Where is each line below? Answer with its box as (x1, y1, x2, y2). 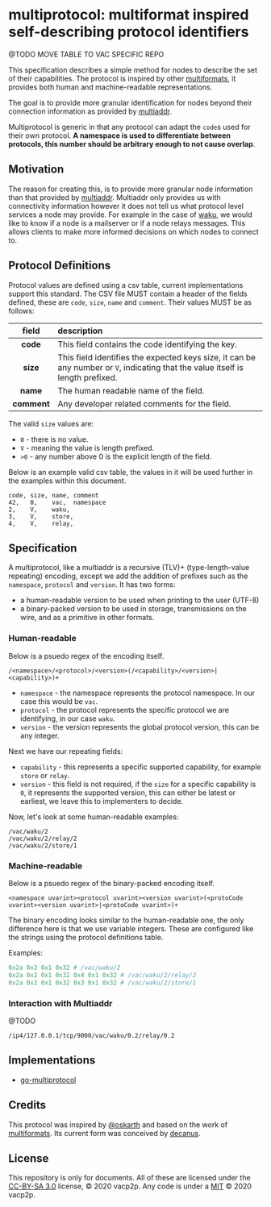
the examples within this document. (8, 476, 127, 485)
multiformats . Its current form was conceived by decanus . (8, 1128, 202, 1138)
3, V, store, (8, 512, 74, 521)
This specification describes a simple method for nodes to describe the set (8, 65, 258, 74)
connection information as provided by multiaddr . (8, 106, 172, 116)
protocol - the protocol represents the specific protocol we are (19, 705, 230, 714)
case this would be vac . (19, 696, 98, 706)
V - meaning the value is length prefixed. (19, 443, 155, 452)
